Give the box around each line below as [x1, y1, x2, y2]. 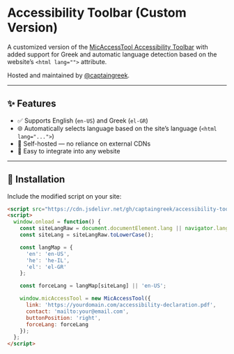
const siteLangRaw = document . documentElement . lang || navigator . [19, 225, 217, 232]
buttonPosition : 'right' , [25, 314, 101, 321]
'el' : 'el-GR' [25, 263, 68, 270]
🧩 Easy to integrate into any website [17, 146, 120, 155]
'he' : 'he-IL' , [25, 256, 70, 264]
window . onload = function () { [13, 218, 101, 226]
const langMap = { [19, 244, 73, 251]
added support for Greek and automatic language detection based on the [7, 50, 217, 59]
